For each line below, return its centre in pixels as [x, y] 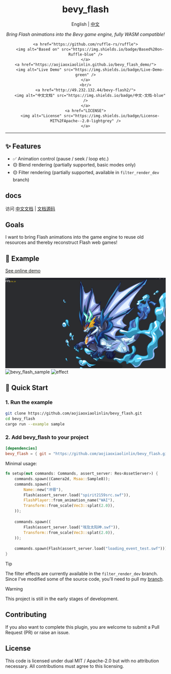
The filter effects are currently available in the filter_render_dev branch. [82, 574]
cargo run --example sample [35, 424]
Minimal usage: [21, 464]
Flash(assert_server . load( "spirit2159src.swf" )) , [77, 495]
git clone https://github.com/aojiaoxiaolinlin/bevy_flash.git [74, 413]
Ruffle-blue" [82, 54]
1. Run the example [29, 402]
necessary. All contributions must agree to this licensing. [65, 666]
